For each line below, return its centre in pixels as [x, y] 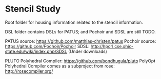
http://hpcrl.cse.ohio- [112, 46]
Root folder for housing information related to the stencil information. [74, 22]
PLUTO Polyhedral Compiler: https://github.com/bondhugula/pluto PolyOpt [80, 61]
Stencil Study [33, 9]
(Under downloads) [88, 51]
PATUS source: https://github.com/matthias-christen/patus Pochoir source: [80, 41]
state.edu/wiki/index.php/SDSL [36, 51]
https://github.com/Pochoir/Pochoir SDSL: [47, 46]
